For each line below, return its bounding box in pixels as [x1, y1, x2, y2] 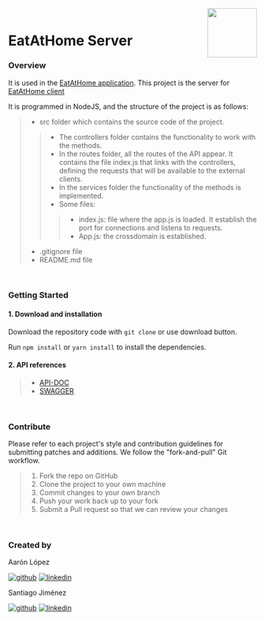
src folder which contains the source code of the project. [39, 117, 225, 126]
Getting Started [8, 289, 69, 301]
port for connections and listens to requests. [78, 222, 223, 232]
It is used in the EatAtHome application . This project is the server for [8, 78, 230, 88]
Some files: [58, 199, 96, 208]
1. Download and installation [8, 309, 103, 319]
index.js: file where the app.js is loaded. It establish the [78, 215, 257, 224]
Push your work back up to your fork [39, 496, 159, 506]
